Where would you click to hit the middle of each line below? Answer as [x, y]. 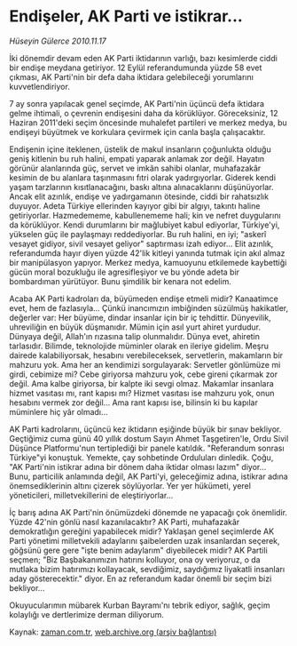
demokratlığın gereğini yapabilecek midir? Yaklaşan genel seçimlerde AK [142, 531]
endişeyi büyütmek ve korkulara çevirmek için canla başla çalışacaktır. [137, 132]
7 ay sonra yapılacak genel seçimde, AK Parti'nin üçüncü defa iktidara [137, 103]
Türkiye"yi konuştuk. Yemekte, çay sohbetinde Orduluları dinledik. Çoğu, [141, 457]
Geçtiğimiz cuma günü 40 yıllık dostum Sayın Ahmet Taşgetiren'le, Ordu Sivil [149, 438]
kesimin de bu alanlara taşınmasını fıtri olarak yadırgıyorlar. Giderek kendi [143, 177]
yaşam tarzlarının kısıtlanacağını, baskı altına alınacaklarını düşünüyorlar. [141, 187]
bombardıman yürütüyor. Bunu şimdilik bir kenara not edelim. [121, 281]
